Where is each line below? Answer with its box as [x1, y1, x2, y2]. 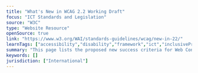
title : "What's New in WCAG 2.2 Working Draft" [6, 8, 126, 15]
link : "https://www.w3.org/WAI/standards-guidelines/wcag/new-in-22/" [6, 36, 183, 42]
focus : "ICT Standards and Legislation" [6, 14, 107, 20]
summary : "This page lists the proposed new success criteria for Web [6, 47, 183, 53]
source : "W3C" [6, 19, 41, 25]
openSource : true [6, 31, 49, 36]
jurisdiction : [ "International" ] [6, 58, 88, 64]
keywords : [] [6, 52, 38, 58]
